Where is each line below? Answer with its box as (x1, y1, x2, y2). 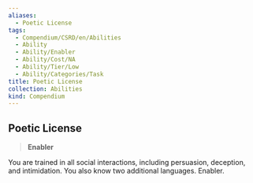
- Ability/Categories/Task (15, 70, 104, 78)
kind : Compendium (8, 92, 65, 100)
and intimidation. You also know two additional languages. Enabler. (8, 166, 225, 176)
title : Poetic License (8, 77, 83, 85)
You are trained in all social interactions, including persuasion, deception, (8, 158, 246, 167)
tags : (8, 26, 26, 34)
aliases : (8, 11, 37, 20)
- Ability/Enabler (15, 48, 76, 56)
